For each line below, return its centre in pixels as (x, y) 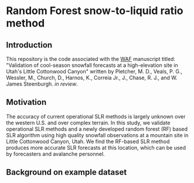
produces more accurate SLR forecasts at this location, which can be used (96, 147)
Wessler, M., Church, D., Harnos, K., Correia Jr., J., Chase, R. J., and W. (92, 78)
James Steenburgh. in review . (42, 84)
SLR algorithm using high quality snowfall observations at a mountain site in (97, 135)
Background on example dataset (67, 172)
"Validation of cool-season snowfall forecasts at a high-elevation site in (92, 65)
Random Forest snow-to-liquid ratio (95, 11)
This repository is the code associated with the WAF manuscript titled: (91, 59)
